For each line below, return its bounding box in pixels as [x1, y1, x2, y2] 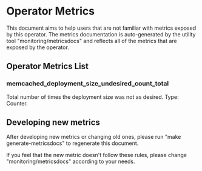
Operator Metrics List [6, 61, 89, 72]
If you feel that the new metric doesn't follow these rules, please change [6, 152, 187, 159]
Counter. [6, 99, 29, 107]
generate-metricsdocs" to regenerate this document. [6, 139, 139, 147]
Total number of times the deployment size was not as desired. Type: [6, 93, 179, 101]
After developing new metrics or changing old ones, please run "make [6, 133, 181, 141]
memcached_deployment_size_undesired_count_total [6, 79, 169, 88]
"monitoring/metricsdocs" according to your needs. [6, 158, 135, 165]
